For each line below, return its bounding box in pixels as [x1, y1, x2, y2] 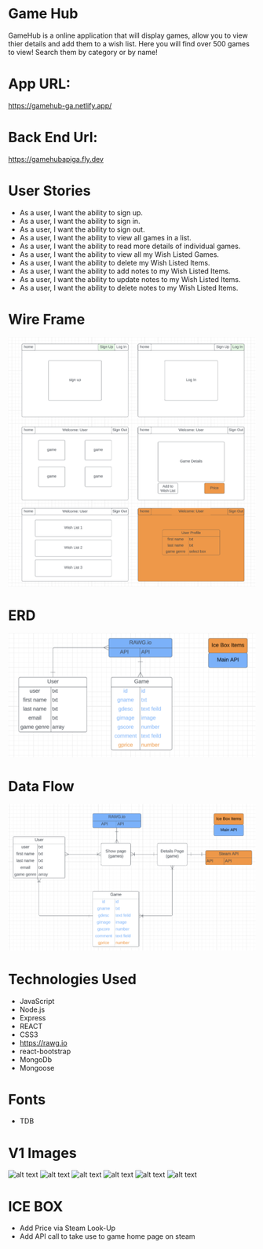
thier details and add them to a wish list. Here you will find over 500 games [8, 38, 250, 48]
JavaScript [19, 996, 55, 1005]
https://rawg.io [19, 1038, 68, 1047]
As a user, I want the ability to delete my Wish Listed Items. [19, 258, 210, 267]
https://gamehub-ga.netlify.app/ [8, 101, 112, 110]
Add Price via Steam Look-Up [19, 1223, 116, 1233]
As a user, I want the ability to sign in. [19, 216, 141, 225]
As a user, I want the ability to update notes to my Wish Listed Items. [19, 274, 241, 284]
